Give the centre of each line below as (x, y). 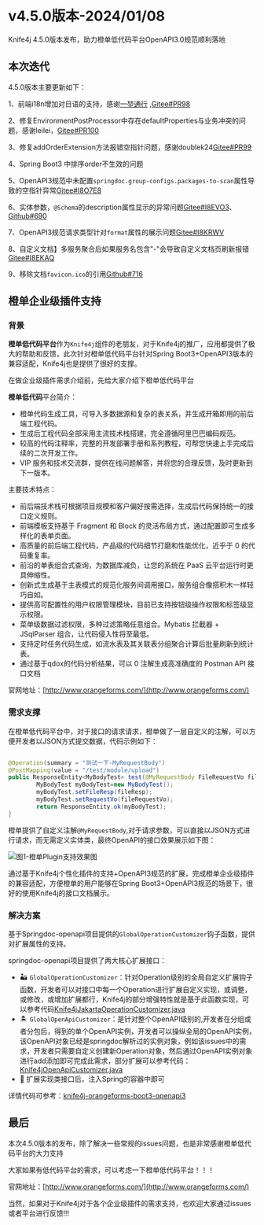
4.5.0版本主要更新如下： (47, 87)
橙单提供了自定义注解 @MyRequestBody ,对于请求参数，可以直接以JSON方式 (126, 830)
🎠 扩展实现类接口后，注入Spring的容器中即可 (92, 1079)
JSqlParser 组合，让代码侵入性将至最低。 (86, 634)
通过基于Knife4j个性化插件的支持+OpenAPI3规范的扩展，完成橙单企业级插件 (131, 873)
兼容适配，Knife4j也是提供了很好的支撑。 (75, 363)
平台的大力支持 (39, 1153)
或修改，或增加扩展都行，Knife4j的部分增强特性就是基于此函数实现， (131, 999)
